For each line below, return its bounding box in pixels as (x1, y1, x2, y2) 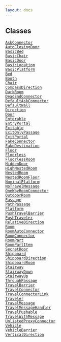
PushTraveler (5, 215, 33, 221)
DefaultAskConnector (5, 99, 49, 104)
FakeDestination (5, 143, 40, 149)
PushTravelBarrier (5, 211, 44, 216)
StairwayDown (5, 269, 33, 275)
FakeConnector (5, 139, 36, 144)
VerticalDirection (5, 332, 44, 337)
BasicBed (5, 49, 24, 54)
